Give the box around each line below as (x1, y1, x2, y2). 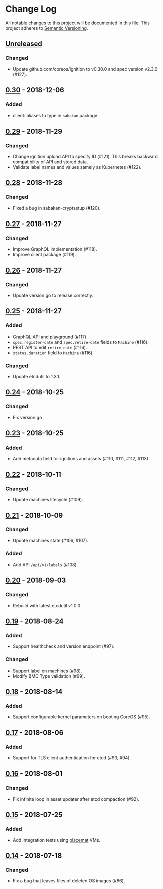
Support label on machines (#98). (12, 668, 82, 674)
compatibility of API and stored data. (12, 159, 88, 165)
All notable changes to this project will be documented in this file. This (5, 20, 150, 26)
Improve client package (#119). (12, 252, 76, 258)
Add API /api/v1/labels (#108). (12, 562, 78, 568)
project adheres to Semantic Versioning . (5, 25, 88, 31)
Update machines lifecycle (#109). (12, 497, 84, 503)
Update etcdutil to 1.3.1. (12, 374, 61, 380)
